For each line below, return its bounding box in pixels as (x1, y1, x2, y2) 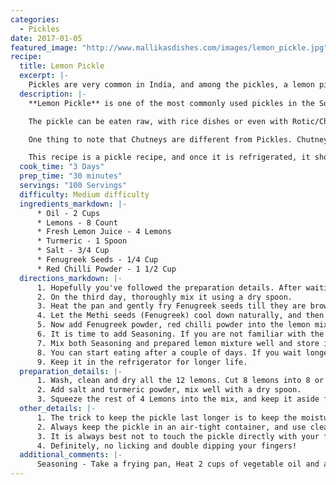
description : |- (19, 89, 87, 99)
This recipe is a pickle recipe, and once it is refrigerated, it (28, 152, 311, 163)
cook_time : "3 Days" (19, 162, 105, 172)
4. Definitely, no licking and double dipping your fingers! (36, 441, 298, 451)
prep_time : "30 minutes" (19, 171, 123, 181)
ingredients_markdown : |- (19, 199, 128, 209)
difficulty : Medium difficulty (19, 189, 150, 200)
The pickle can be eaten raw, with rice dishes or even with (28, 116, 288, 126)
